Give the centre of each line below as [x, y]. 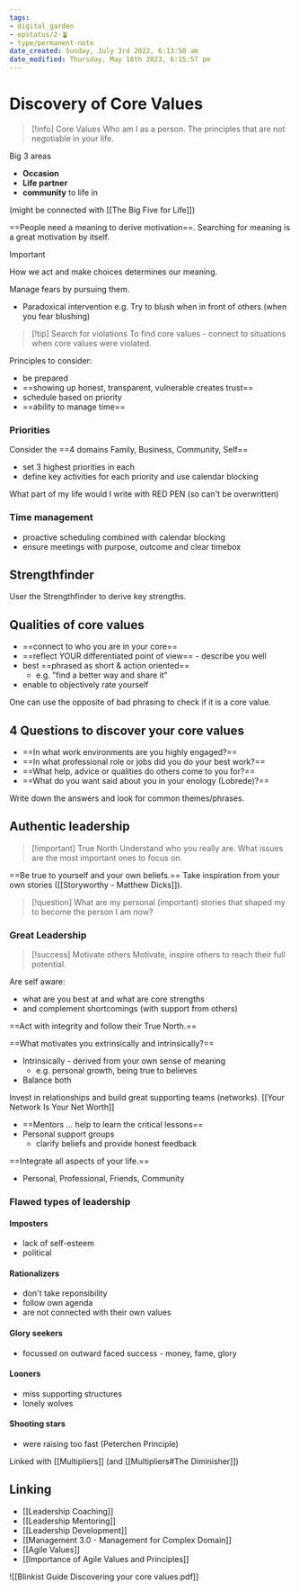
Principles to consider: [51, 360]
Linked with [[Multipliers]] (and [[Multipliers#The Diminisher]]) [124, 1461]
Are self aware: [37, 982]
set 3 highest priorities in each [79, 467]
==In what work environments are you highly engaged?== [130, 751]
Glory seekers [36, 1333]
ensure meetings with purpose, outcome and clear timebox [132, 546]
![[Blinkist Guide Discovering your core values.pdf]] [104, 1577]
